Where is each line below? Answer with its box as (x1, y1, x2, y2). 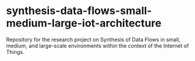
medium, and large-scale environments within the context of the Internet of (6, 42, 189, 49)
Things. (6, 48, 25, 55)
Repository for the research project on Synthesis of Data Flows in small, (6, 36, 181, 43)
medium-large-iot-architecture (6, 16, 161, 30)
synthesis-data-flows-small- (6, 4, 152, 18)
